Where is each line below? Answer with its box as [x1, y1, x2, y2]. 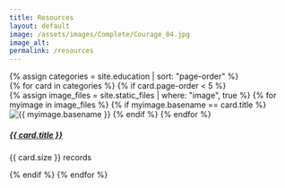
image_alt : [9, 38, 50, 47]
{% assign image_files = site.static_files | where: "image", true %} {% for [9, 90, 277, 101]
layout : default [9, 21, 70, 30]
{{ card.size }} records [9, 152, 92, 163]
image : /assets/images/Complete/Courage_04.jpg [9, 30, 191, 38]
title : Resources [9, 13, 74, 22]
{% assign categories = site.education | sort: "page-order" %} [9, 71, 239, 81]
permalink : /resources [9, 47, 94, 56]
